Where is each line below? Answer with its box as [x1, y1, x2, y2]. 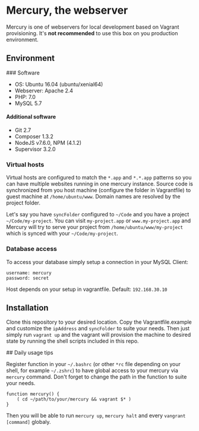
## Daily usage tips [6, 349, 53, 356]
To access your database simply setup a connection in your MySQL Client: [6, 258, 189, 265]
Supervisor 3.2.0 [14, 145, 56, 153]
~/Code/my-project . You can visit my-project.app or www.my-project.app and [6, 217, 191, 224]
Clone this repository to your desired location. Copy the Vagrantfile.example [6, 318, 192, 325]
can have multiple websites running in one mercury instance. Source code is [6, 180, 193, 188]
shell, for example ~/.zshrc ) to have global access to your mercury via [6, 367, 178, 374]
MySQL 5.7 [14, 100, 42, 107]
